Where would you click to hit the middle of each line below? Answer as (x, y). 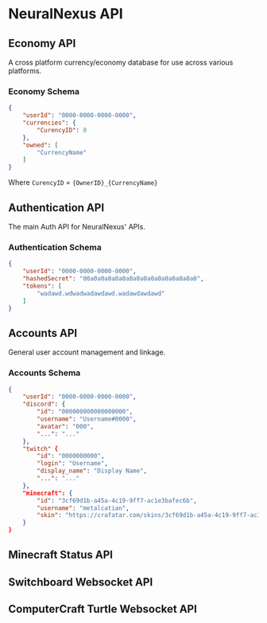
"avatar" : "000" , (65, 426)
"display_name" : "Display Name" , (92, 471)
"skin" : (49, 515)
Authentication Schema (55, 247)
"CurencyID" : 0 (62, 130)
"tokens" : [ (42, 286)
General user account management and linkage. (87, 352)
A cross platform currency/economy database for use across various (121, 62)
